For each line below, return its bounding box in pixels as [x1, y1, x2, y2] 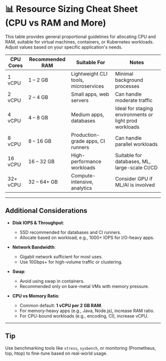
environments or [115, 111, 153, 118]
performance [71, 158, 102, 165]
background [115, 77, 143, 83]
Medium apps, [71, 111, 105, 118]
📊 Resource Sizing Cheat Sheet [5, 3, 138, 15]
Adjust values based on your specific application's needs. [5, 44, 123, 50]
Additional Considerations [5, 206, 87, 215]
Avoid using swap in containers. [19, 278, 85, 284]
